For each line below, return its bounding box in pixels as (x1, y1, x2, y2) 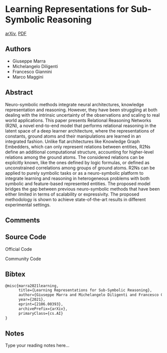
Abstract (5, 88, 33, 97)
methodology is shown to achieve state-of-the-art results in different (5, 196, 146, 202)
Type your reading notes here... (5, 343, 70, 349)
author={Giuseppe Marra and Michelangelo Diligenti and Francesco (18, 292, 159, 297)
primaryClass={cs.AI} (18, 311, 64, 316)
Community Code (5, 256, 41, 262)
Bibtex (5, 270, 26, 279)
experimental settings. (5, 202, 51, 208)
